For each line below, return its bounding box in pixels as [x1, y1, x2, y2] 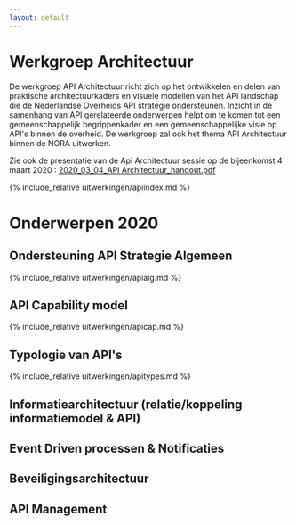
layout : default [9, 12, 69, 22]
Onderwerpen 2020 [9, 213, 159, 233]
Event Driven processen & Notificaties [9, 440, 225, 455]
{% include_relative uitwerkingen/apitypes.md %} [9, 371, 191, 381]
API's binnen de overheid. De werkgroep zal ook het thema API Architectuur [9, 128, 287, 139]
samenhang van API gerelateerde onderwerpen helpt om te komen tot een [9, 109, 281, 120]
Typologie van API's [9, 347, 123, 362]
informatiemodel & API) [9, 411, 141, 426]
